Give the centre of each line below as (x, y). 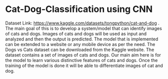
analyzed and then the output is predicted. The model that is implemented (82, 39)
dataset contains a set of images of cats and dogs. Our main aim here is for (83, 55)
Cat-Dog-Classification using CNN (79, 9)
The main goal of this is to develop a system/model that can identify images (84, 28)
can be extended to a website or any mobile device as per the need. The (80, 44)
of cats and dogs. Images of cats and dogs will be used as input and (76, 33)
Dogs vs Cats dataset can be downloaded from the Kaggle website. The (80, 49)
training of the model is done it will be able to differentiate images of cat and (84, 65)
